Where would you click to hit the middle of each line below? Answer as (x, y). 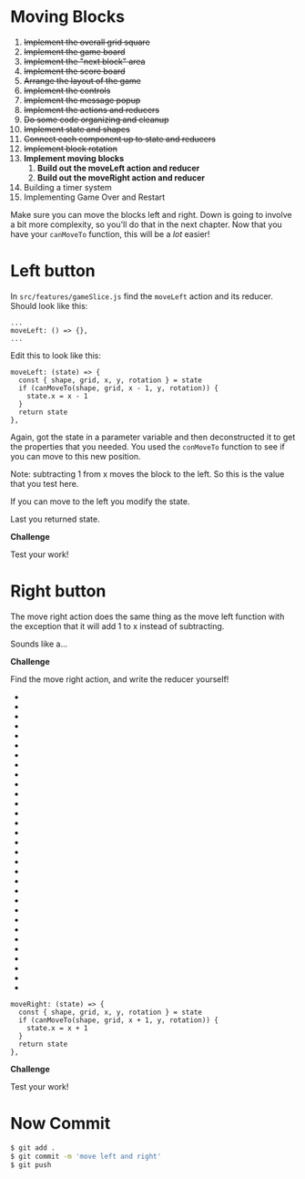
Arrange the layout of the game (82, 80)
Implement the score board (74, 71)
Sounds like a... (39, 644)
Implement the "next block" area (84, 61)
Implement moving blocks (74, 158)
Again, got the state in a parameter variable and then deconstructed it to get (153, 437)
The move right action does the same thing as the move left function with (147, 616)
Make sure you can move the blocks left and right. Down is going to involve (151, 214)
